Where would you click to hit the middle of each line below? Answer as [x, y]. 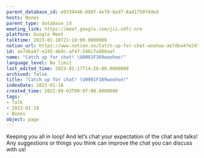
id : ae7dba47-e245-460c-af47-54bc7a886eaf [61, 52]
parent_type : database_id [39, 23]
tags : [13, 97]
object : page [23, 119]
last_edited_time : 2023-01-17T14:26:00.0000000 [68, 68]
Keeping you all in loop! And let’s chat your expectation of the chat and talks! [102, 137]
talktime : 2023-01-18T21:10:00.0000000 [57, 40]
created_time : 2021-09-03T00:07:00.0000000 [62, 91]
